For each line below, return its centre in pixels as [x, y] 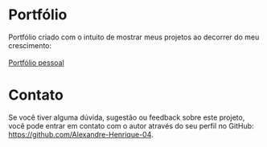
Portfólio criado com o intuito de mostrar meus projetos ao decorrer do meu [134, 37]
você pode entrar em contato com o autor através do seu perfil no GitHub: [131, 125]
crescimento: [30, 45]
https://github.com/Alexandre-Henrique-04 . [81, 134]
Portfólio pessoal [36, 63]
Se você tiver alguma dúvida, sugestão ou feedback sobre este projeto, [127, 117]
